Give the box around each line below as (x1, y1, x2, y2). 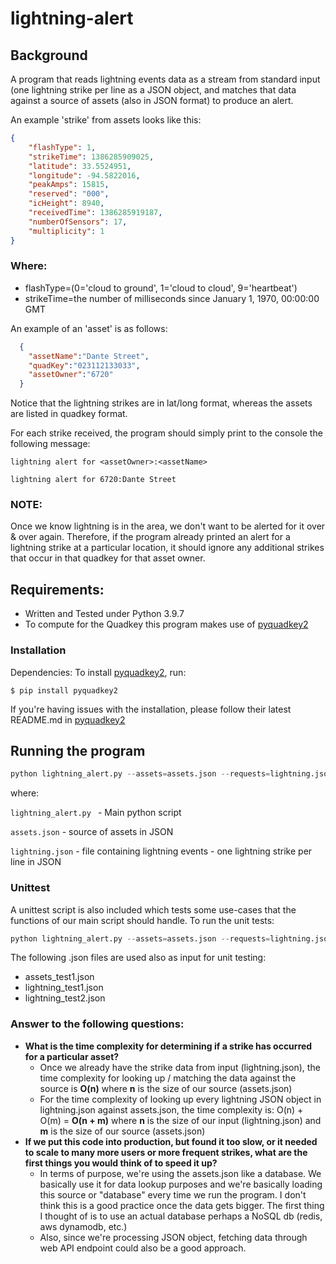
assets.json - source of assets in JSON (10, 826, 174, 838)
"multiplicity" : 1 (28, 226, 105, 236)
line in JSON (10, 856, 62, 868)
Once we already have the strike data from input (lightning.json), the (39, 1061, 321, 1073)
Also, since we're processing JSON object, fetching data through (39, 1231, 308, 1243)
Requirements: (10, 581, 105, 598)
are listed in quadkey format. (10, 408, 128, 420)
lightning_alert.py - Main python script (10, 807, 182, 819)
